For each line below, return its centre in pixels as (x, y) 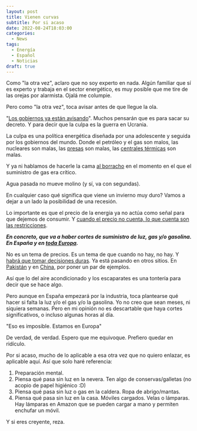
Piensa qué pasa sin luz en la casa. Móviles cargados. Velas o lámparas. (102, 398)
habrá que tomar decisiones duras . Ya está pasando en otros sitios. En (91, 261)
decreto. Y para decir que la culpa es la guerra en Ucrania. (77, 125)
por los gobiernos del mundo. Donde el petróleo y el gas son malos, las (92, 142)
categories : (21, 34)
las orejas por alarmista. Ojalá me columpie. (59, 95)
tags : (13, 45)
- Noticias (25, 61)
